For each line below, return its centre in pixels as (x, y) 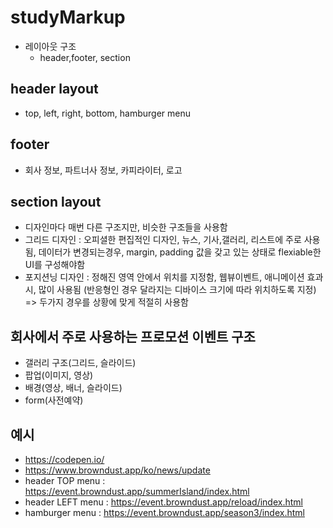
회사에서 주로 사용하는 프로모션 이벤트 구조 (133, 336)
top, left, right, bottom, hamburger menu (108, 113)
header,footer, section (85, 57)
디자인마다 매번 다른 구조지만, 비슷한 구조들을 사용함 (126, 227)
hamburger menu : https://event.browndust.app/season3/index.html (164, 512)
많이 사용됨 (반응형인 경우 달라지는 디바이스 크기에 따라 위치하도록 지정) (177, 290)
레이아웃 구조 (50, 46)
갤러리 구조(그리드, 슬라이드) (80, 363)
